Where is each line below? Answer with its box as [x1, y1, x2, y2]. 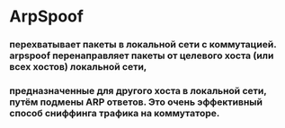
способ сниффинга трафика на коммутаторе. [9, 107, 220, 120]
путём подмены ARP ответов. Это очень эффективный [9, 96, 263, 108]
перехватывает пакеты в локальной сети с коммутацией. [9, 38, 277, 51]
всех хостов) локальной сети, [9, 61, 147, 73]
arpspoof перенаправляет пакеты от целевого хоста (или [9, 49, 274, 62]
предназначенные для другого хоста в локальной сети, [9, 85, 267, 98]
